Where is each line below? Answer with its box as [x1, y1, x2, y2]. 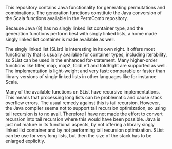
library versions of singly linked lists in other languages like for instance [5, 73, 157, 79]
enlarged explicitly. [5, 138, 45, 144]
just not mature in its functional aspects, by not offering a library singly [5, 122, 155, 127]
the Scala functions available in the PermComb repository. [5, 15, 128, 21]
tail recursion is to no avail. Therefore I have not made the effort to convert [5, 110, 163, 117]
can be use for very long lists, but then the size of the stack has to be [5, 133, 152, 138]
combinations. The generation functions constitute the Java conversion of [5, 10, 162, 16]
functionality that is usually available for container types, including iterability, [5, 51, 167, 58]
